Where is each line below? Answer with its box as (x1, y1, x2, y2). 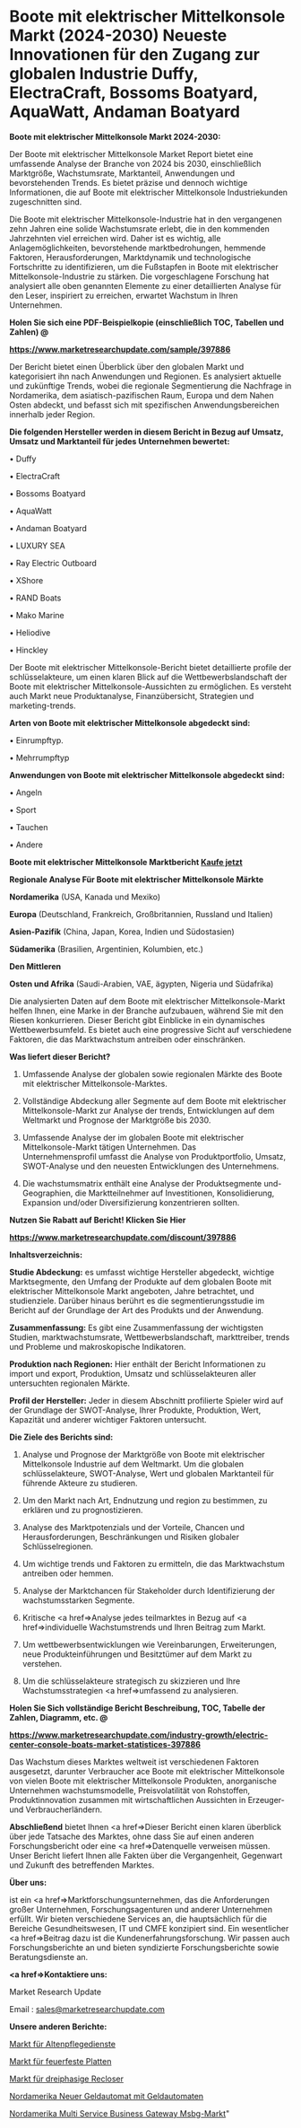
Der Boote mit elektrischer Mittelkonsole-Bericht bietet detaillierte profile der (9, 661, 292, 672)
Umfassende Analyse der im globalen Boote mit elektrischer (21, 1132, 245, 1143)
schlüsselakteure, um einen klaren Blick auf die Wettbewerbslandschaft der (9, 671, 288, 682)
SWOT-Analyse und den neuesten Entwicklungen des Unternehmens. (21, 1160, 279, 1171)
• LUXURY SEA (9, 540, 65, 551)
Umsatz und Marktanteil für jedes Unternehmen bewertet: (9, 435, 230, 446)
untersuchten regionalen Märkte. (9, 1378, 130, 1388)
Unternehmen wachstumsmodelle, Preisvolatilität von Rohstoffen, (9, 1784, 251, 1796)
